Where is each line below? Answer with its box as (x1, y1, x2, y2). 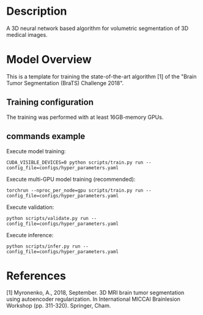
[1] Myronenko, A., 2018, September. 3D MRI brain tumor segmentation (6, 289, 185, 297)
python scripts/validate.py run (6, 215, 89, 221)
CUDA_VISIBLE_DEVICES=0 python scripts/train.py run (6, 159, 144, 165)
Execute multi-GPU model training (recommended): (6, 175, 136, 183)
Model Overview (6, 53, 92, 67)
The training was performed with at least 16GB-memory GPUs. (6, 113, 164, 121)
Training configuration (6, 97, 94, 108)
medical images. (6, 31, 48, 38)
